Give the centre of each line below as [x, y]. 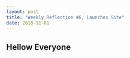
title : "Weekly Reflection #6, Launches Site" [65, 17]
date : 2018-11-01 [28, 23]
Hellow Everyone [39, 47]
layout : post [22, 12]
